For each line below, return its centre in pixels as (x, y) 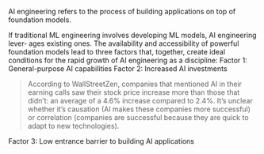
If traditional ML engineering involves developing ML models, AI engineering (132, 35)
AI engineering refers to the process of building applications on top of (122, 11)
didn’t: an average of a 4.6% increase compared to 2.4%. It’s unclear (140, 101)
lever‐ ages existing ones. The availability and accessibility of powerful (124, 43)
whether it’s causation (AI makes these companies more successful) (139, 109)
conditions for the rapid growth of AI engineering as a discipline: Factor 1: (128, 60)
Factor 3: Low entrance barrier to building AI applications (101, 141)
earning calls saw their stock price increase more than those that (134, 92)
